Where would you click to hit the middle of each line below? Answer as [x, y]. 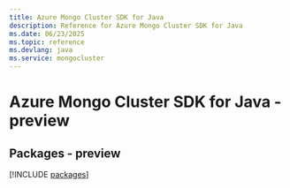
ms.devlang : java [41, 50]
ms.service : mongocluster [57, 58]
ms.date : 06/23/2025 [47, 34]
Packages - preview [65, 153]
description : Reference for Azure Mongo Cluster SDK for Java [126, 26]
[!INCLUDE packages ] [49, 174]
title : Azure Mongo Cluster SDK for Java [87, 17]
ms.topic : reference [47, 42]
